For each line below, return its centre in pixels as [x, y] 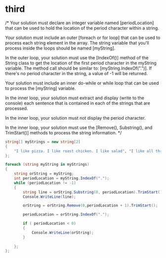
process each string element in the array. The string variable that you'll [77, 43]
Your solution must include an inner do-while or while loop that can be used [82, 83]
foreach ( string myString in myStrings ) [47, 165]
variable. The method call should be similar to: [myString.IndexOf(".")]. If [79, 68]
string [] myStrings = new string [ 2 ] [43, 142]
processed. [17, 108]
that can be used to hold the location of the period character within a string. [82, 28]
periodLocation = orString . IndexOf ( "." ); [66, 215]
